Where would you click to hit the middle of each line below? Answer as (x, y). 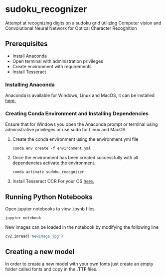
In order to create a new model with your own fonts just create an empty (79, 264)
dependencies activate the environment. (54, 163)
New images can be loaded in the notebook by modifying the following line (82, 227)
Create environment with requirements (52, 66)
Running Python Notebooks (49, 197)
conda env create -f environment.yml (52, 148)
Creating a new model (40, 252)
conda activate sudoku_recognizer (48, 172)
